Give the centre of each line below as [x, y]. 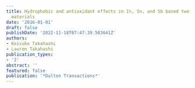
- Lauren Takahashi [30, 49]
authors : [17, 38]
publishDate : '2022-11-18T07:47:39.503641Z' [61, 33]
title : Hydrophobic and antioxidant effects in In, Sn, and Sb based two [98, 11]
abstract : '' [22, 65]
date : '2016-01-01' [30, 22]
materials [23, 17]
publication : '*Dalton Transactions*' [53, 76]
